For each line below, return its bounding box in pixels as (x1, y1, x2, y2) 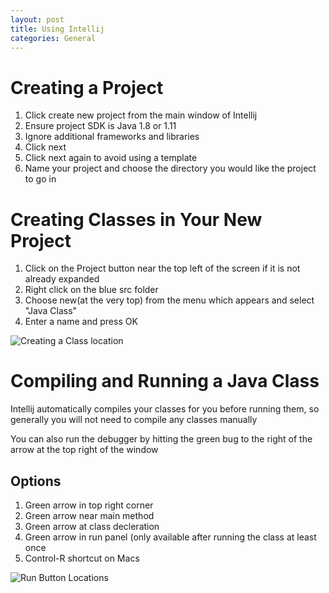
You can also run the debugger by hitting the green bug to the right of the (10, 433, 313, 445)
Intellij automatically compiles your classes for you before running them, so (10, 403, 320, 415)
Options (10, 472, 62, 490)
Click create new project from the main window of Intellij (24, 109, 258, 121)
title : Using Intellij (10, 24, 105, 34)
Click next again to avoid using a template (24, 152, 198, 164)
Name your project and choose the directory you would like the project (24, 162, 317, 175)
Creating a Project (10, 76, 164, 99)
